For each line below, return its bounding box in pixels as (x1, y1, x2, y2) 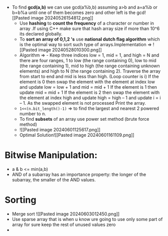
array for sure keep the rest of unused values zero (12, 221, 116, 227)
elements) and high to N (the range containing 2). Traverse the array (19, 68, 161, 74)
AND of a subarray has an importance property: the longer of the (12, 171, 146, 177)
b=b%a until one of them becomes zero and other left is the (12, 10, 136, 16)
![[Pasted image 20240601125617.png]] (19, 127, 101, 132)
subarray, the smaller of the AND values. (12, 176, 96, 182)
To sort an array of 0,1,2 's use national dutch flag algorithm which (19, 36, 160, 42)
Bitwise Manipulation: (5, 150, 98, 161)
